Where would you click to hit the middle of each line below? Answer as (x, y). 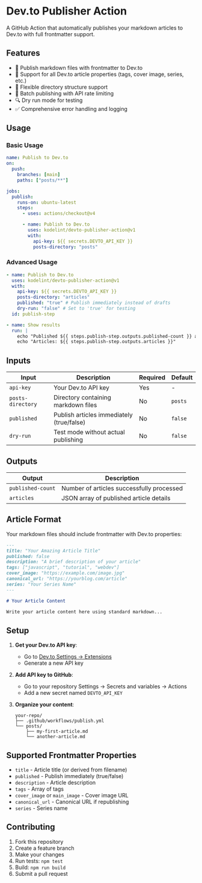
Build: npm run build (40, 867)
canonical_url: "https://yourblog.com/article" (67, 579)
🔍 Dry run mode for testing (49, 100)
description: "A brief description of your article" (74, 562)
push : (19, 169)
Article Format (34, 520)
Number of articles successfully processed (122, 488)
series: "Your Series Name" (41, 584)
